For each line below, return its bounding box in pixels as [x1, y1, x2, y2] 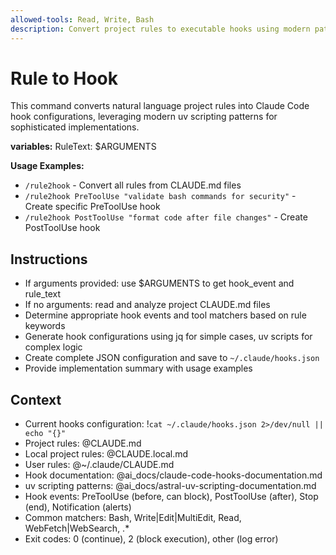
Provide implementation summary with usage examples [24, 362, 253, 375]
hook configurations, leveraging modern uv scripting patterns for [10, 111, 278, 123]
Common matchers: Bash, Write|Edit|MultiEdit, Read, [24, 512, 242, 524]
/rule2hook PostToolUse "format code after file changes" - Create [24, 211, 308, 223]
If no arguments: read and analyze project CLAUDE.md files [24, 299, 271, 311]
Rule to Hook [10, 67, 119, 90]
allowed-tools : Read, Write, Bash [10, 14, 155, 25]
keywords [24, 320, 66, 332]
